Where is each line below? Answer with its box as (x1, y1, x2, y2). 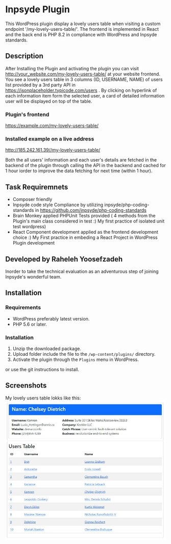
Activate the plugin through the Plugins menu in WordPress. (12, 356, 139, 362)
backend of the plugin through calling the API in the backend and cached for (5, 163, 166, 169)
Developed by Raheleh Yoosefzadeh (5, 255, 123, 264)
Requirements (5, 304, 41, 311)
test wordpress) (12, 224, 46, 230)
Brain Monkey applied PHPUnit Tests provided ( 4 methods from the (12, 213, 156, 219)
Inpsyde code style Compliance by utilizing (12, 202, 104, 208)
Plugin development (12, 240, 55, 246)
